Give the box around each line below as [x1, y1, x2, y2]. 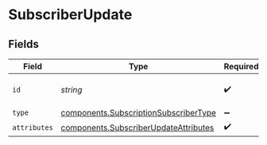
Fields [8, 37, 40, 51]
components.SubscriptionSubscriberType [60, 108, 217, 118]
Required [223, 61, 259, 72]
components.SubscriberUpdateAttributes [60, 122, 215, 133]
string [60, 84, 83, 95]
